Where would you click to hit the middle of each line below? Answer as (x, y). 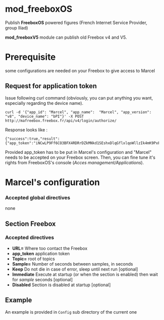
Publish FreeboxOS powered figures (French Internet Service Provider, (76, 23)
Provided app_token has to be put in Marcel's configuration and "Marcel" (78, 152)
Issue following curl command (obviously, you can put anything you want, (79, 98)
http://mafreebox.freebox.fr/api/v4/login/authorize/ (61, 121)
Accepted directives (30, 238)
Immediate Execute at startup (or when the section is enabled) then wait (85, 274)
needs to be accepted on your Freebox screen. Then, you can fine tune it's (80, 157)
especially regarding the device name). (44, 103)
